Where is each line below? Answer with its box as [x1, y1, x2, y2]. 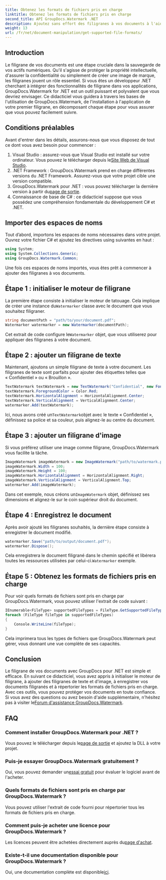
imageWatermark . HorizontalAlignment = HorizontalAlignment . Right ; [5, 473, 145, 478]
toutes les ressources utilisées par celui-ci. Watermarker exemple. [5, 558, 137, 564]
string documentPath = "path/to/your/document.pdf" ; [5, 318, 116, 323]
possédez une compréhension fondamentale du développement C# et [12, 199, 155, 205]
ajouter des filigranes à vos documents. [5, 270, 85, 276]
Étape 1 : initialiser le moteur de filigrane [5, 285, 131, 293]
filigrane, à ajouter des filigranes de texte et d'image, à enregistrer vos [5, 679, 148, 685]
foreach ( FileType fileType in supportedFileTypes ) [5, 613, 114, 618]
